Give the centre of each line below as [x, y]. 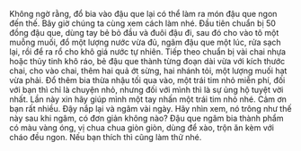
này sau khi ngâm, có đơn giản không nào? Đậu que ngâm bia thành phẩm [146, 118]
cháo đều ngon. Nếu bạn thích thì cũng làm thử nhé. [106, 137]
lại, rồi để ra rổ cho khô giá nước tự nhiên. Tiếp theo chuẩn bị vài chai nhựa [147, 52]
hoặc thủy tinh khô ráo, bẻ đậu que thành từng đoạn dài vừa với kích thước [147, 61]
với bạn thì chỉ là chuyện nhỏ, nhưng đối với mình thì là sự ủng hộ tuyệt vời [146, 90]
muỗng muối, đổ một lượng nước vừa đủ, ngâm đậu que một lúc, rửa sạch [145, 42]
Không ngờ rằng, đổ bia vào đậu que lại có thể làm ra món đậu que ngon [143, 14]
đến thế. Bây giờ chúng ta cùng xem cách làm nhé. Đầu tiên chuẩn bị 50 [143, 23]
